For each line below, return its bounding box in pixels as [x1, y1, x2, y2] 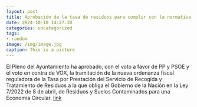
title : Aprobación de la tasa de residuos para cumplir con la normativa [6, 14, 192, 20]
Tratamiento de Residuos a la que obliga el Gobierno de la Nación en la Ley [6, 82, 189, 89]
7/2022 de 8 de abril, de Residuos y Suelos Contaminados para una [6, 88, 170, 95]
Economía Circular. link [6, 94, 62, 101]
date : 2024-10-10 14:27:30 [6, 19, 73, 25]
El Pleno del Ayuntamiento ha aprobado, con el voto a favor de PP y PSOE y [6, 63, 190, 70]
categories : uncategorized [6, 25, 73, 31]
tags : [6, 31, 19, 36]
